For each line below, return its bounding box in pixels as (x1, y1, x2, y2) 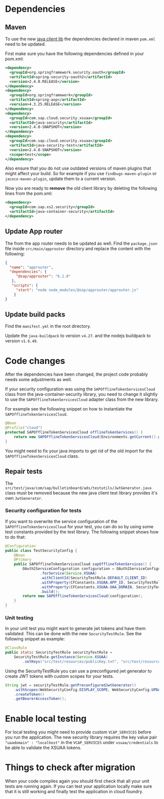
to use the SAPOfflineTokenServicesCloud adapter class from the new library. (5, 396, 159, 403)
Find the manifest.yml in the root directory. (5, 323, 91, 329)
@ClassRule (5, 645, 27, 650)
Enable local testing (5, 713, 87, 724)
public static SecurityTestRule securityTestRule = (5, 650, 112, 655)
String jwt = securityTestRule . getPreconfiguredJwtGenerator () (5, 683, 137, 688)
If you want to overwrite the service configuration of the (5, 518, 118, 524)
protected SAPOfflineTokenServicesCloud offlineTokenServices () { (5, 430, 143, 435)
